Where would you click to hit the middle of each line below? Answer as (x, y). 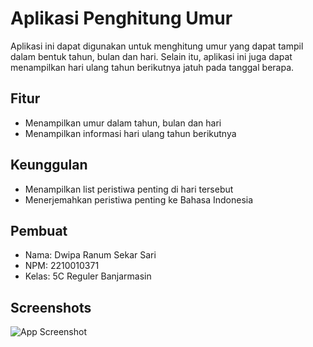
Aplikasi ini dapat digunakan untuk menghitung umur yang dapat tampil (157, 46)
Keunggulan (49, 165)
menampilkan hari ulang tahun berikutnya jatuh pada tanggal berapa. (152, 67)
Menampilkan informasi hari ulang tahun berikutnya (130, 133)
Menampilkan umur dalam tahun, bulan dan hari (123, 123)
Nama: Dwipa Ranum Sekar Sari (90, 255)
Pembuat (39, 230)
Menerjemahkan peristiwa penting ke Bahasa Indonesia (139, 199)
